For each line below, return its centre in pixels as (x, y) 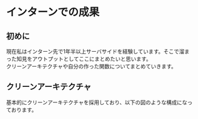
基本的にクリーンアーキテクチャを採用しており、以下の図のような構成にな (97, 102)
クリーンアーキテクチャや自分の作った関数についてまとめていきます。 (91, 66)
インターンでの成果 (53, 12)
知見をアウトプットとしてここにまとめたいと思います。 (84, 59)
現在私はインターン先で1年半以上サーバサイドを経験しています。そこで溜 (95, 51)
